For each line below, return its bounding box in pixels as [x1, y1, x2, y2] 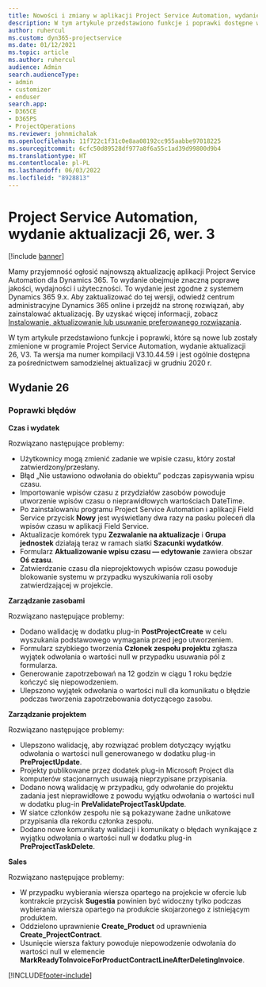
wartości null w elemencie [19, 947, 105, 956]
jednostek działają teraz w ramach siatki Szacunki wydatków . [19, 538, 224, 548]
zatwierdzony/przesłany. [19, 462, 101, 472]
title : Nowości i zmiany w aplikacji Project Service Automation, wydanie [8, 11, 260, 20]
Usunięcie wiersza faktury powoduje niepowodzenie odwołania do [19, 938, 237, 947]
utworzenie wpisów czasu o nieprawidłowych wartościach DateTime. [19, 495, 245, 505]
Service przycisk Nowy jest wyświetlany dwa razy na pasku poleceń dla [19, 513, 256, 522]
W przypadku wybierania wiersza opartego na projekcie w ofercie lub [19, 887, 247, 897]
